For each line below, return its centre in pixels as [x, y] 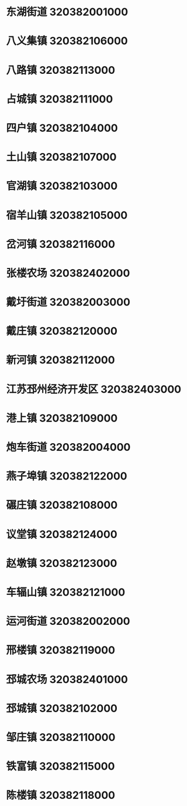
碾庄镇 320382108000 [62, 505]
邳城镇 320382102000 [62, 708]
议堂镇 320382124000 [62, 534]
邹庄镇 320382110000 [61, 737]
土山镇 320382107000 [61, 157]
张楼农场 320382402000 [68, 273]
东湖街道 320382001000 [67, 12]
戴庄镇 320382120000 [62, 331]
